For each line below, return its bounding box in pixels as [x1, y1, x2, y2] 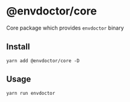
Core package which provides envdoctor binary [6, 24, 124, 31]
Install [6, 42, 30, 52]
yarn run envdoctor [6, 90, 56, 96]
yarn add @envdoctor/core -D [6, 57, 80, 64]
